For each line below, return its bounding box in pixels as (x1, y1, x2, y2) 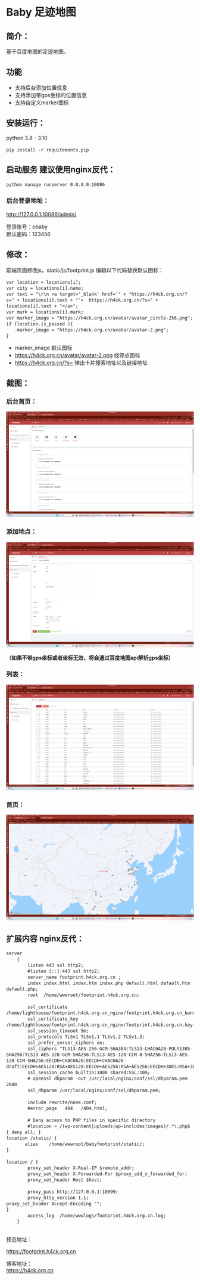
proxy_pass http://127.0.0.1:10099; (27, 1189, 118, 1195)
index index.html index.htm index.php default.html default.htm (27, 980, 190, 986)
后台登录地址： (6, 197, 49, 205)
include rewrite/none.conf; (27, 1099, 97, 1105)
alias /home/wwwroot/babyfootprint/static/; (24, 1141, 145, 1147)
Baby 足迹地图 (6, 5, 76, 19)
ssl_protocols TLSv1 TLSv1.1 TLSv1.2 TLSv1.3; (27, 1034, 145, 1040)
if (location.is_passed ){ (6, 321, 73, 327)
